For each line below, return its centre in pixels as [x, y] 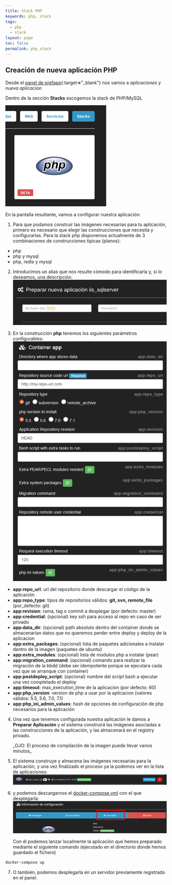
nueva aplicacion [24, 88]
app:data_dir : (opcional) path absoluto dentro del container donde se [86, 628]
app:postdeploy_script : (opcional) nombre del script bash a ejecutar [85, 677]
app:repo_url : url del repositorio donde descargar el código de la [81, 589]
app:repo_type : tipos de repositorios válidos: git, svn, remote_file [82, 600]
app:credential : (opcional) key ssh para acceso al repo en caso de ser [87, 617]
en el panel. [25, 878]
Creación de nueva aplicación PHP [61, 70]
